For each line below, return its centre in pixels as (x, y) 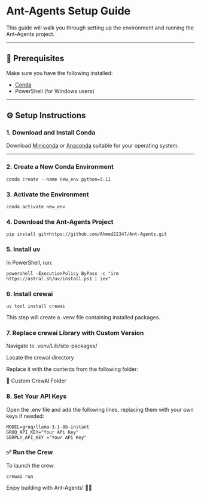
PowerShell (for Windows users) (54, 91)
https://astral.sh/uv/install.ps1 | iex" (59, 279)
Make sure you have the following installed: (60, 73)
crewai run (20, 476)
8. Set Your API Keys (36, 396)
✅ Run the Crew (30, 453)
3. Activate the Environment (48, 194)
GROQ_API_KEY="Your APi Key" (42, 432)
